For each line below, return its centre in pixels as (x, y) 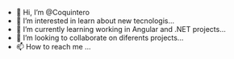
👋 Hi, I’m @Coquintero (53, 12)
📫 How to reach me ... (53, 47)
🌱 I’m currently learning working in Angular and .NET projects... (121, 29)
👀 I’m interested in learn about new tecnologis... (95, 21)
